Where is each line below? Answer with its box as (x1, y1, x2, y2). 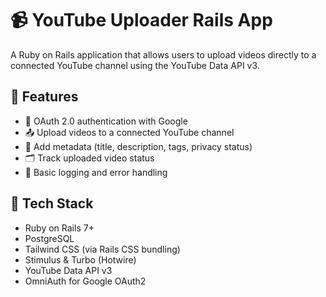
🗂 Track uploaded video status (24, 152, 155, 164)
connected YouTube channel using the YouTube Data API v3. (10, 59, 260, 71)
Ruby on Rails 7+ (24, 222, 95, 234)
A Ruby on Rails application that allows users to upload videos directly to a (10, 48, 317, 61)
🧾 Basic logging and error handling (24, 166, 168, 178)
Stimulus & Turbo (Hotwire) (24, 253, 137, 266)
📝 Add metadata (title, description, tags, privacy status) (24, 140, 253, 152)
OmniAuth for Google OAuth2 (24, 275, 147, 287)
